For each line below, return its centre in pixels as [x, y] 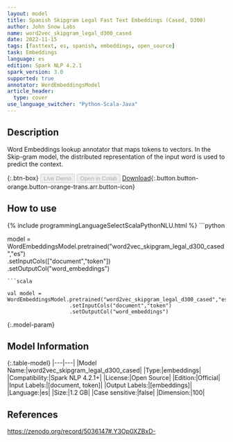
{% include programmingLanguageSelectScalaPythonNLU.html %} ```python [116, 225]
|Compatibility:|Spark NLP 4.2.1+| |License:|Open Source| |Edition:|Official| [114, 378]
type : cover [31, 98]
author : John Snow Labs [42, 26]
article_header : [31, 91]
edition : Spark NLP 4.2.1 [44, 65]
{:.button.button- [175, 177]
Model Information [48, 346]
